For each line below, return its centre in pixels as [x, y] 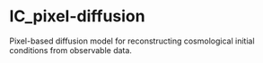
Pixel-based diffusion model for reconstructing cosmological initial [132, 41]
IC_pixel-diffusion [77, 16]
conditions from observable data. [71, 50]
